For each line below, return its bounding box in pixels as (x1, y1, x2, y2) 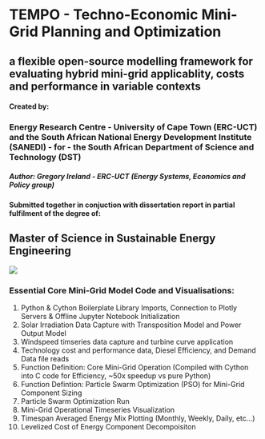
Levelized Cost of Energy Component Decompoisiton (20, 422, 196, 432)
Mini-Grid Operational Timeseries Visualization (20, 405, 175, 415)
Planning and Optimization (41, 22, 222, 41)
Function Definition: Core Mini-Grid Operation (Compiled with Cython (20, 362, 249, 373)
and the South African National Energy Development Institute (9, 132, 252, 143)
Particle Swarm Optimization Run (20, 397, 130, 406)
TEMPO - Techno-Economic (9, 6, 199, 24)
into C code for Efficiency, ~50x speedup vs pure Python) (20, 371, 211, 381)
